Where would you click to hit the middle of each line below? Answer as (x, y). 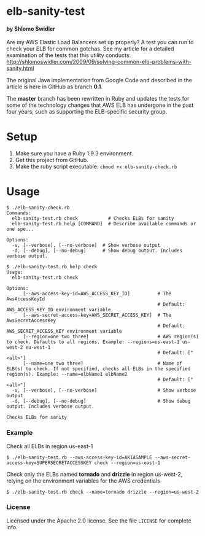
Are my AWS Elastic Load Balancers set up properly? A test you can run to (100, 42)
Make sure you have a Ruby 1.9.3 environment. (74, 153)
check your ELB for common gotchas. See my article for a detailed (90, 49)
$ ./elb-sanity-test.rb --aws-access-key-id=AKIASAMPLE (79, 457)
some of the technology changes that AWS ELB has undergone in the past (100, 105)
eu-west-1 (38, 348)
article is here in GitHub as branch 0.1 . (55, 87)
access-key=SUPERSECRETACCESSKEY (49, 463)
